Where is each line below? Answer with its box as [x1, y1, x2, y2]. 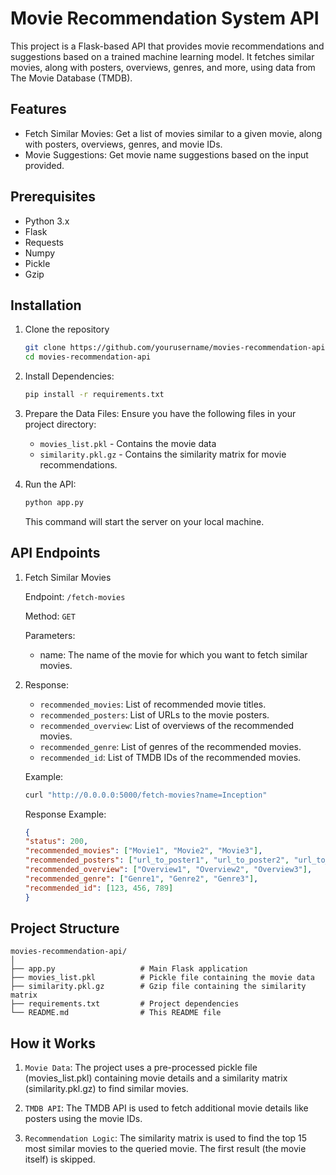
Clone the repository [24, 323, 110, 336]
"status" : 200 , [24, 837, 89, 847]
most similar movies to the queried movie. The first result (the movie [24, 1143, 307, 1155]
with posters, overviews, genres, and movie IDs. [24, 138, 223, 150]
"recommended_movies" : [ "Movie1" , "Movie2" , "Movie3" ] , [24, 846, 263, 856]
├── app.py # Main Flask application [10, 964, 248, 974]
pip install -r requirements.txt [24, 390, 165, 400]
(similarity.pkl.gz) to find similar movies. [24, 1083, 189, 1095]
